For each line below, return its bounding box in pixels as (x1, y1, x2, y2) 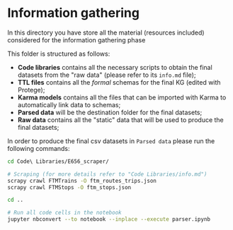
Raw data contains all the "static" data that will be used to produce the (17, 115, 225, 124)
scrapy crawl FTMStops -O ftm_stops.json (7, 183, 132, 191)
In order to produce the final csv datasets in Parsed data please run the (7, 136, 215, 145)
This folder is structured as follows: (7, 49, 110, 58)
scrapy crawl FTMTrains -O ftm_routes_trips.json (7, 177, 157, 184)
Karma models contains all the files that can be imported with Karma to (17, 93, 227, 102)
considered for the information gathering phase (7, 35, 146, 44)
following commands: (7, 144, 70, 152)
